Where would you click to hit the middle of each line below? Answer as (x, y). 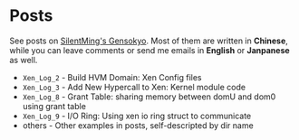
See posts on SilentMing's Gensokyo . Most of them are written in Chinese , (149, 41)
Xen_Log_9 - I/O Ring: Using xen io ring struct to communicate (137, 116)
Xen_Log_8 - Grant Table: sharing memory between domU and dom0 (149, 97)
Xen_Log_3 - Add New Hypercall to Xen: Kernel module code (134, 87)
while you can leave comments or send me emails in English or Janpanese (149, 50)
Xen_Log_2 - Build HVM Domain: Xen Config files (112, 77)
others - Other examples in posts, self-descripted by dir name (138, 125)
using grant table (54, 106)
